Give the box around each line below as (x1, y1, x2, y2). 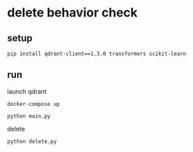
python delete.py (7, 138, 57, 145)
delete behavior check (7, 5, 138, 21)
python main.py (7, 112, 51, 120)
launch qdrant (7, 87, 47, 96)
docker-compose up (7, 100, 60, 107)
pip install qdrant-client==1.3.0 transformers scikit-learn (7, 50, 187, 57)
